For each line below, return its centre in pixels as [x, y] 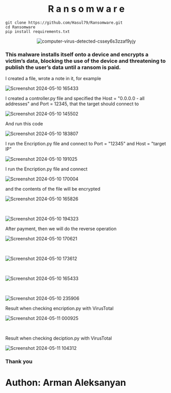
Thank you [19, 362]
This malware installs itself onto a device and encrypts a [77, 54]
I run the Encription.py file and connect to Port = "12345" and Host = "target [85, 144]
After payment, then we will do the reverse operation [61, 229]
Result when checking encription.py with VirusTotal [60, 308]
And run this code [24, 124]
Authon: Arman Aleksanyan [66, 383]
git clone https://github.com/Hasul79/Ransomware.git [64, 23]
